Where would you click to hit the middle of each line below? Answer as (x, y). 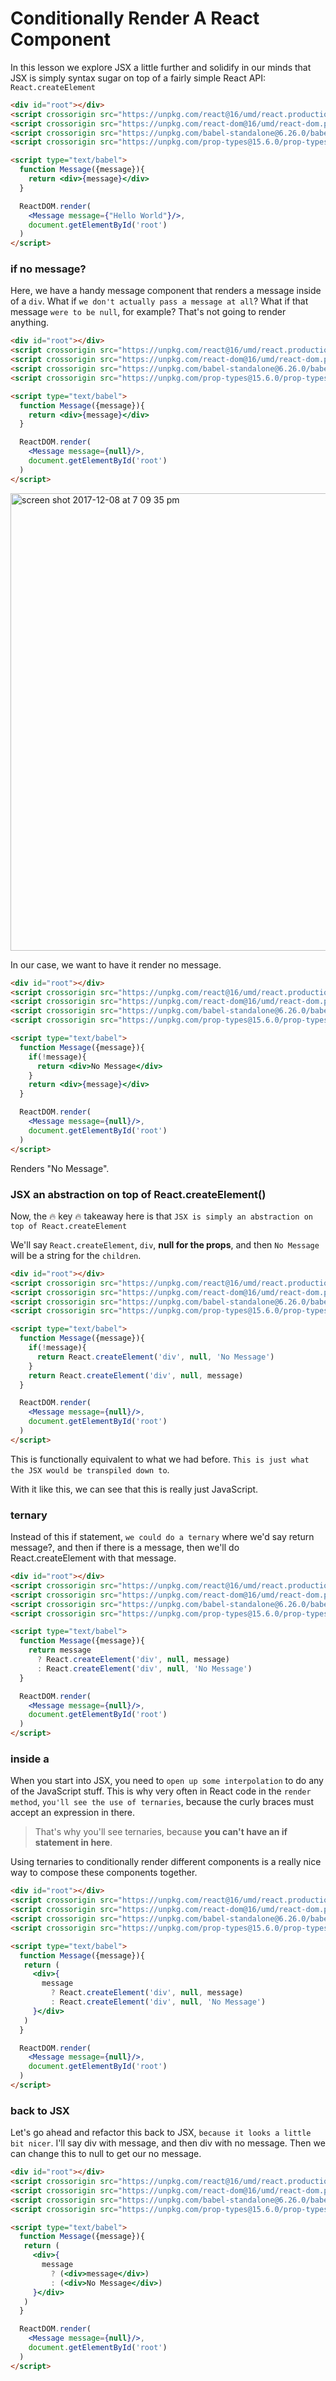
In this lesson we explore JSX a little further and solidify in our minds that (161, 67)
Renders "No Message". (60, 1168)
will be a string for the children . (76, 1255)
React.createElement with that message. (93, 1558)
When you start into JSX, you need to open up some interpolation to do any (167, 1781)
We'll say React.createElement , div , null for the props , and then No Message (165, 1244)
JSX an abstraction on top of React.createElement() (138, 1194)
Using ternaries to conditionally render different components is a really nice (166, 1862)
